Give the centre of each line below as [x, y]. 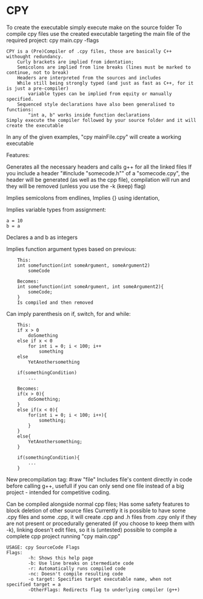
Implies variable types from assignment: [56, 209]
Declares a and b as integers [42, 237]
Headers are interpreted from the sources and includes [89, 78]
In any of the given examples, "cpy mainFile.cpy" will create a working [94, 136]
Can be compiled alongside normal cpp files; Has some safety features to [98, 504]
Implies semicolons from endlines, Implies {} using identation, [83, 198]
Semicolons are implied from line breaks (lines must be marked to [104, 67]
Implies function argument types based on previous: [72, 249]
